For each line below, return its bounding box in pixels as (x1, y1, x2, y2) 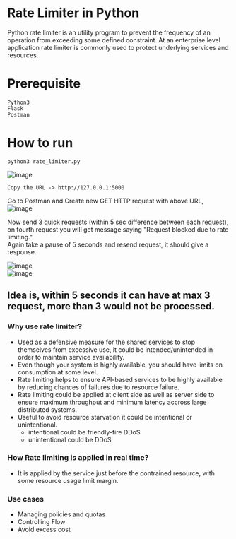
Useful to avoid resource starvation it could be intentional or (17, 413, 193, 421)
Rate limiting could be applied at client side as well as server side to (17, 390, 215, 398)
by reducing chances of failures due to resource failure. (17, 383, 180, 391)
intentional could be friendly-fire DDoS (28, 427, 141, 436)
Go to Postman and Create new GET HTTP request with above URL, (7, 196, 203, 205)
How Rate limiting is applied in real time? (7, 453, 149, 463)
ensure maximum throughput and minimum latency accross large (17, 398, 207, 406)
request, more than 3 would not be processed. (7, 300, 216, 312)
